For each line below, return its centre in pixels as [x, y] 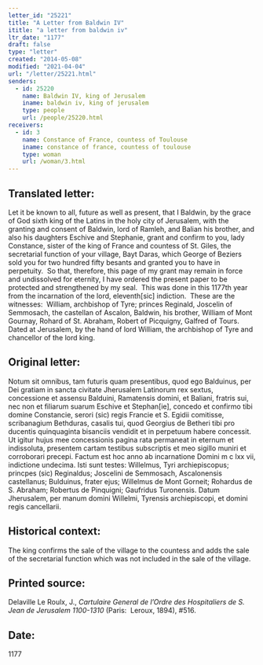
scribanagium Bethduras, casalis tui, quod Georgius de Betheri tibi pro [122, 423]
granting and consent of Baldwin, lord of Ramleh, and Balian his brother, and [131, 229]
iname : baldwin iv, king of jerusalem [86, 103]
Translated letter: [51, 193]
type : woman [42, 154]
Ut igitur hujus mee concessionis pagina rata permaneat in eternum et [121, 439]
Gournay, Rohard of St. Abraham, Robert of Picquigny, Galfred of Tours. [124, 321]
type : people [44, 111]
